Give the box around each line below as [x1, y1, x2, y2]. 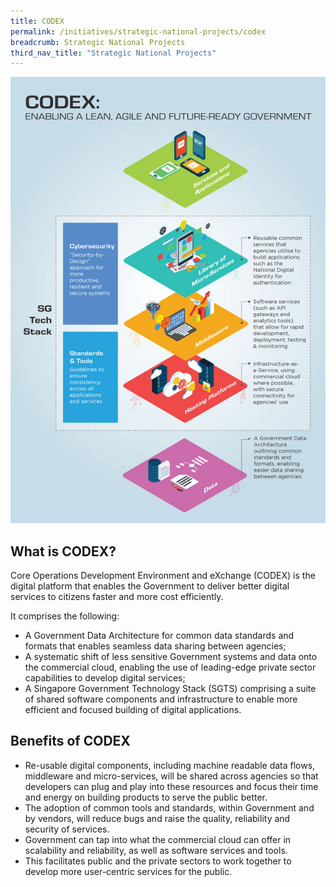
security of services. [24, 823, 110, 835]
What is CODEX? [10, 543, 117, 560]
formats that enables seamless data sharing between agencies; [24, 640, 287, 652]
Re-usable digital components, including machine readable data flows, [24, 759, 316, 771]
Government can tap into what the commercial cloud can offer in [24, 833, 292, 845]
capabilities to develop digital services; [24, 672, 186, 684]
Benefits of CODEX [10, 733, 131, 750]
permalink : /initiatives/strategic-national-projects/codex [10, 26, 267, 37]
